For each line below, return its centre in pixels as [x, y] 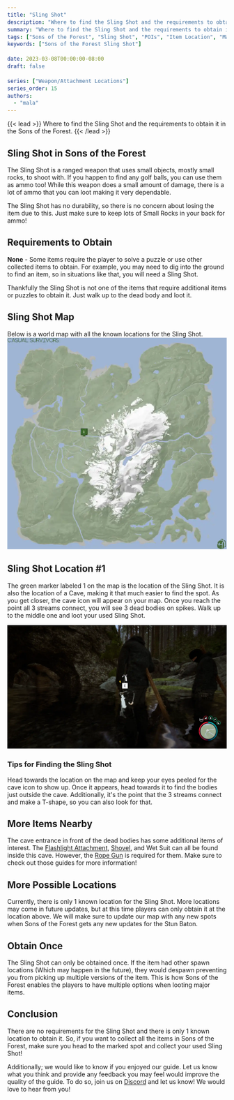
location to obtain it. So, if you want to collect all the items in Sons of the [111, 1038]
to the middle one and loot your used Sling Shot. [76, 615]
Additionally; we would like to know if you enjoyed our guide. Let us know [112, 1066]
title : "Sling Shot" [37, 15]
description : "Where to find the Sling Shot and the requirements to [110, 22]
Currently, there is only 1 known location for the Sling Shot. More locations [114, 902]
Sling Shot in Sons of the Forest [77, 153]
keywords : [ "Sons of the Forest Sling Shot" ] [74, 44]
